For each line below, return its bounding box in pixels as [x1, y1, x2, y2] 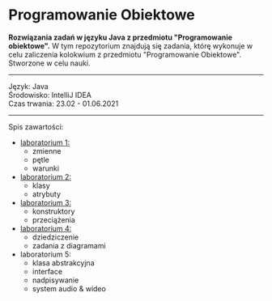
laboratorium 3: [19, 197, 71, 207]
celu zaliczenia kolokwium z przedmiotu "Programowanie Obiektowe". [8, 49, 242, 59]
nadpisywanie [32, 275, 79, 285]
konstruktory [32, 206, 75, 216]
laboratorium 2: [19, 172, 71, 181]
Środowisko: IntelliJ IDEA [8, 90, 91, 100]
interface [32, 266, 63, 276]
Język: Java [8, 81, 49, 91]
